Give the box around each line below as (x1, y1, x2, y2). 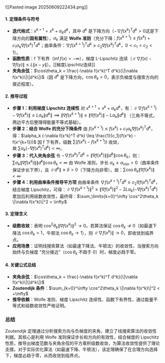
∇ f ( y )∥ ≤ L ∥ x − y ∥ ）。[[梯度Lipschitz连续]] (12, 61, 95, 68)
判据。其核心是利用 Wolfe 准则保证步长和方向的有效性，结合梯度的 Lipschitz (5, 334, 159, 340)
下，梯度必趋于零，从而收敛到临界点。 (5, 353, 82, 359)
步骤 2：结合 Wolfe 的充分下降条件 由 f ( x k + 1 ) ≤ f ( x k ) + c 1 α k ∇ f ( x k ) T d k (12, 125, 151, 133)
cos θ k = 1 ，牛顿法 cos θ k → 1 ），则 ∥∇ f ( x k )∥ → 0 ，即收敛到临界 (22, 229, 154, 237)
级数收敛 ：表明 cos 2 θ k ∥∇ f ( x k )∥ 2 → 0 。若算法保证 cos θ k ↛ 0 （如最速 (12, 222, 153, 230)
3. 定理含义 (5, 211, 28, 217)
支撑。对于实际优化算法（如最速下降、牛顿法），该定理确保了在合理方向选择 (5, 346, 158, 352)
